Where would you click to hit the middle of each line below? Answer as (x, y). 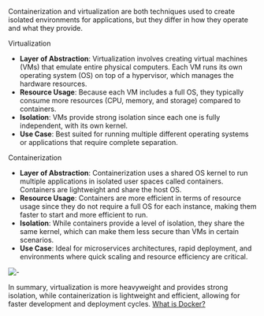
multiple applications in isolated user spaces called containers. (121, 181)
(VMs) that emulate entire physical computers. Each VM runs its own (131, 67)
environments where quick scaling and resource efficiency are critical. (134, 257)
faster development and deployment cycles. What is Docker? (107, 304)
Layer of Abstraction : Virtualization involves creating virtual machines (134, 59)
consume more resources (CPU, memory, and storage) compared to (130, 100)
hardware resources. (53, 84)
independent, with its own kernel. (74, 126)
